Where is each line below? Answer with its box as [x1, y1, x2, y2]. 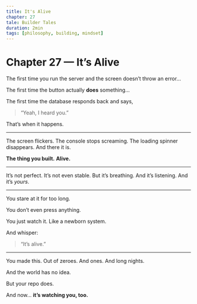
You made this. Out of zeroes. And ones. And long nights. [6, 258, 145, 265]
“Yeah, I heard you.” [20, 109, 69, 116]
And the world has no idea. [6, 269, 72, 276]
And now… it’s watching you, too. [6, 292, 89, 299]
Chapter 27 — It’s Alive [6, 56, 120, 69]
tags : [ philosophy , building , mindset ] [6, 31, 104, 36]
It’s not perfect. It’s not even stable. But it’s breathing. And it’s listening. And [6, 172, 188, 179]
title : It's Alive [6, 8, 51, 15]
